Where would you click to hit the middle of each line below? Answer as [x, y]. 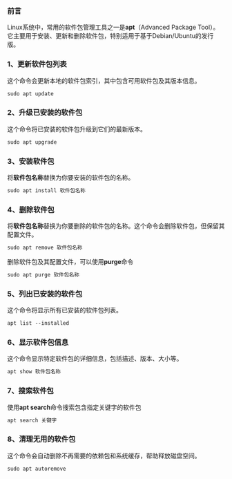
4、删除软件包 [31, 209]
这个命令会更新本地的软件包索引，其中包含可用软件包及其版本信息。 [104, 80]
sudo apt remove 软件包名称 [45, 248]
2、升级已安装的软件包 [45, 113]
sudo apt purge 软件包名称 [43, 274]
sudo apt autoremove [37, 469]
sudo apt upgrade [32, 142]
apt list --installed [38, 323]
